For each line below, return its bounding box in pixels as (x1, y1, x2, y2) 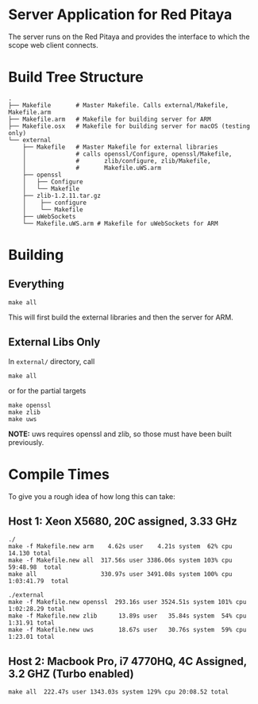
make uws (8, 415, 37, 423)
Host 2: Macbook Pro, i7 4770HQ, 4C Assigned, (8, 654, 248, 668)
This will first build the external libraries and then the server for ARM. (8, 312, 234, 322)
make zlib (8, 408, 41, 416)
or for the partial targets (8, 385, 87, 395)
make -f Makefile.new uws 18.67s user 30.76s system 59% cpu (8, 626, 247, 634)
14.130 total (8, 550, 52, 558)
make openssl (8, 401, 52, 409)
